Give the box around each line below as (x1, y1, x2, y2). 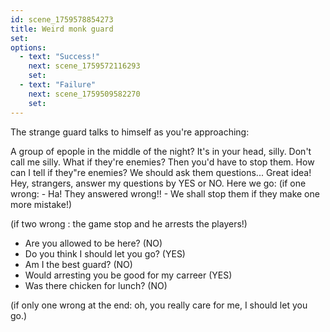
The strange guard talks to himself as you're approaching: (10, 126, 250, 138)
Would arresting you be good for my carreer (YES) (24, 269, 233, 281)
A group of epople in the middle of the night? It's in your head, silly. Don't (10, 145, 312, 157)
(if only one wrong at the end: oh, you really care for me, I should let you (10, 299, 308, 311)
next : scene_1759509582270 (28, 89, 141, 99)
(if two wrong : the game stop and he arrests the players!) (10, 217, 248, 230)
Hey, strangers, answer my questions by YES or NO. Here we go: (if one (10, 177, 307, 189)
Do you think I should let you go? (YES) (24, 247, 186, 260)
